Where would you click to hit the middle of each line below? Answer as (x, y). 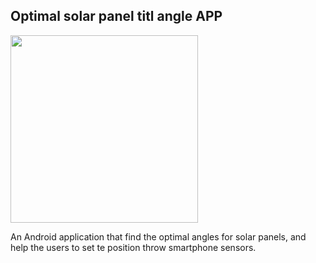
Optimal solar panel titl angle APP (116, 16)
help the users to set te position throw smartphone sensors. (133, 247)
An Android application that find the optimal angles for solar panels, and (158, 236)
